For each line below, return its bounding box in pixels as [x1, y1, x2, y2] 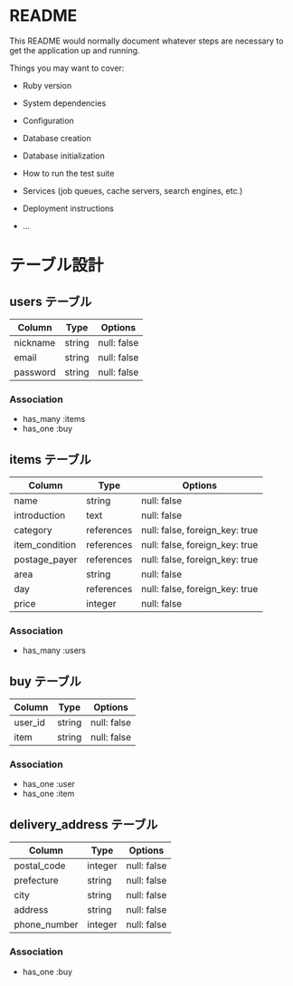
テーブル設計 [9, 255, 104, 276]
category [14, 524, 52, 537]
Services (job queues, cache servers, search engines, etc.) [22, 185, 243, 196]
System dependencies [22, 97, 107, 109]
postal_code [14, 859, 66, 872]
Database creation [22, 132, 92, 143]
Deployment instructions [22, 203, 115, 214]
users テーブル [9, 293, 92, 309]
